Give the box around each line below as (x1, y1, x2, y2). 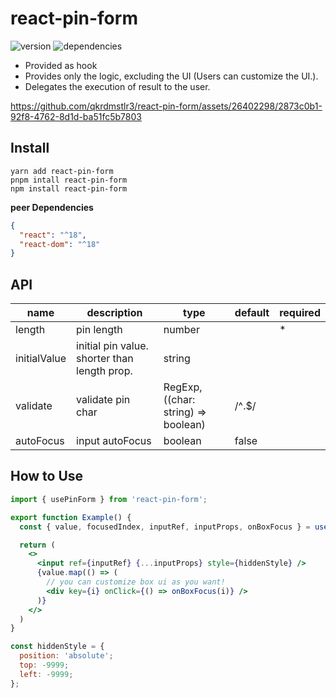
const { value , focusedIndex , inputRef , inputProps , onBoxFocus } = (19, 522, 311, 532)
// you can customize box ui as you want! (46, 577, 226, 587)
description (86, 306, 143, 320)
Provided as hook (24, 59, 98, 71)
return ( (19, 540, 56, 550)
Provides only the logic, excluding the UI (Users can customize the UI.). (24, 70, 319, 82)
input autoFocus (76, 434, 152, 448)
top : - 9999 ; (19, 660, 70, 670)
